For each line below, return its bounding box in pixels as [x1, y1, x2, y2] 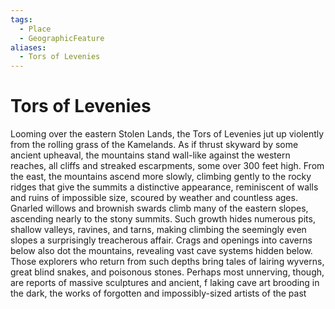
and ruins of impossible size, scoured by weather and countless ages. [10, 192, 298, 204]
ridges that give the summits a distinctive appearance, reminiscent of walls [10, 181, 319, 193]
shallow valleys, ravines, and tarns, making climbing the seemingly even [10, 224, 307, 236]
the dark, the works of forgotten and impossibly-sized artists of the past [10, 287, 307, 300]
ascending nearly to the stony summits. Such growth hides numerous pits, [10, 213, 316, 225]
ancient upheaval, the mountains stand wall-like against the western [10, 149, 291, 161]
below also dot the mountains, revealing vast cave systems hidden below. [10, 245, 313, 257]
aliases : [10, 42, 47, 53]
